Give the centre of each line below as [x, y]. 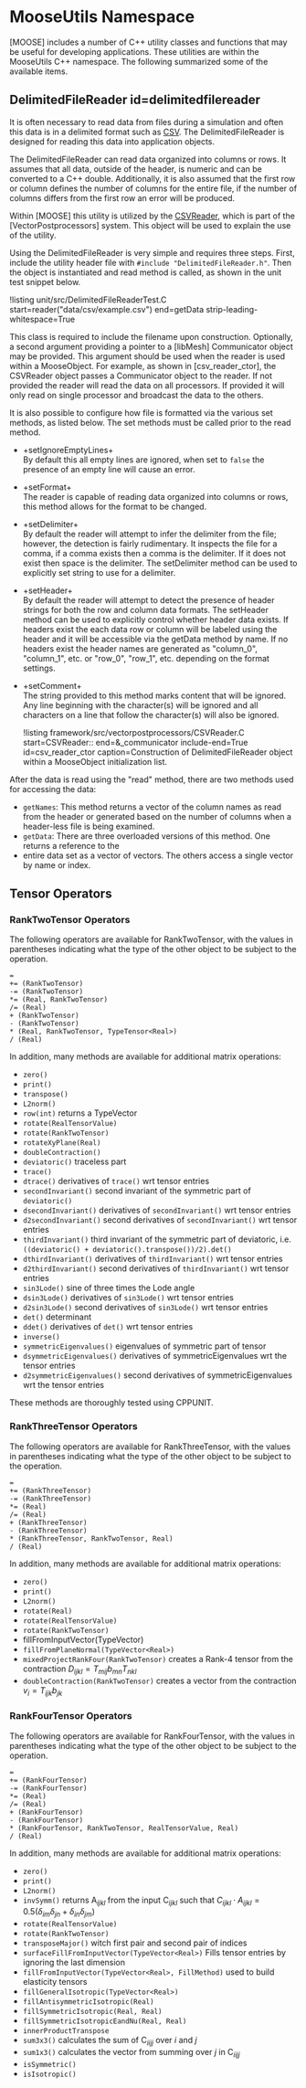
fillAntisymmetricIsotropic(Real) [88, 2002]
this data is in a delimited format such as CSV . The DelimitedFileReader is [147, 132]
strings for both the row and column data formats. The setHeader [146, 609]
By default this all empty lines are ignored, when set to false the [143, 460]
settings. [39, 668]
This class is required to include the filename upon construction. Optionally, [152, 336]
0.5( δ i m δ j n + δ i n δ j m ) [59, 1913]
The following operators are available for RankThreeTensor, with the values [150, 1447]
